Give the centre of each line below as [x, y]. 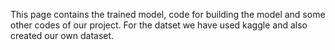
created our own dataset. [62, 35]
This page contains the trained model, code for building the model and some [168, 14]
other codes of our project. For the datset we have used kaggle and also [159, 25]
